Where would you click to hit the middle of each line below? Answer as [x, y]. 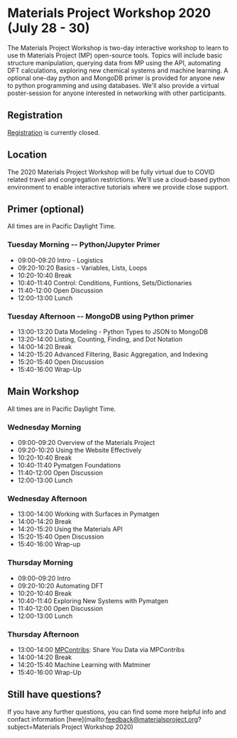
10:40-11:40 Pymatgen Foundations [69, 466]
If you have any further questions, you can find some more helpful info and [117, 712]
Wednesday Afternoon [47, 499]
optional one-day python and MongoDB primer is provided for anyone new [116, 78]
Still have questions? [54, 694]
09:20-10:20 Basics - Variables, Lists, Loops [82, 268]
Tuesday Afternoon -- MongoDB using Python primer [101, 316]
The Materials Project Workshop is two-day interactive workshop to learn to [118, 48]
